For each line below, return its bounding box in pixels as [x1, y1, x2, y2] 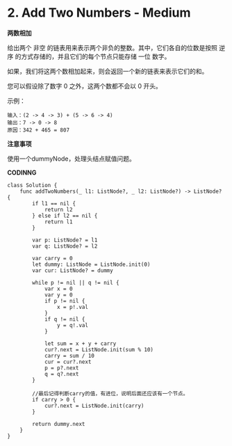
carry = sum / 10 [44, 352, 95, 359]
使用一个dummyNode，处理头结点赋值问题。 [7, 154, 135, 163]
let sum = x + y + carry [44, 340, 117, 347]
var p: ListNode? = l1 [32, 237, 98, 244]
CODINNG [7, 168, 37, 177]
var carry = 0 [32, 255, 73, 262]
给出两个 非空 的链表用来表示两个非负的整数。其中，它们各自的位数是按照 [7, 43, 217, 51]
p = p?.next [44, 364, 79, 372]
